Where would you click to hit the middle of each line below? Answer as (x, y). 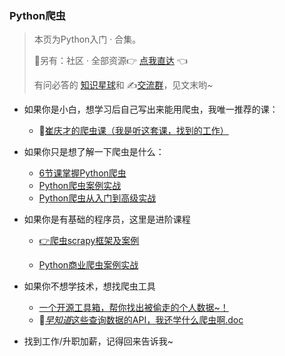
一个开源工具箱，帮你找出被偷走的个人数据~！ (133, 308)
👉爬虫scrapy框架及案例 (89, 241)
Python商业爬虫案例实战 (88, 265)
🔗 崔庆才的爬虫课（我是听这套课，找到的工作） (133, 131)
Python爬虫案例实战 (80, 186)
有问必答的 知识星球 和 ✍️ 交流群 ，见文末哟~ (123, 85)
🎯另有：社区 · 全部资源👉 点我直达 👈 (110, 61)
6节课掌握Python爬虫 (82, 173)
